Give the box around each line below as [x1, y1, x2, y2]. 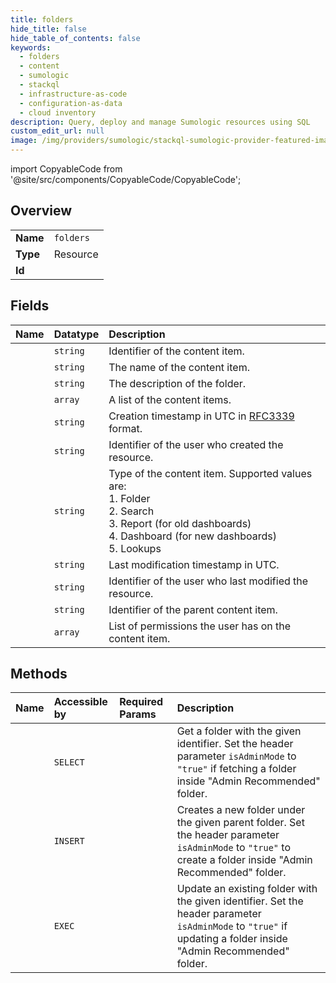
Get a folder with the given [176, 724, 302, 738]
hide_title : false [10, 24, 87, 34]
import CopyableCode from [10, 163, 123, 175]
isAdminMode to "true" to [176, 841, 292, 855]
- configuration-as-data [19, 98, 123, 108]
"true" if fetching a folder [176, 762, 297, 776]
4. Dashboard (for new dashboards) [108, 529, 277, 543]
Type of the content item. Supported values [108, 466, 313, 480]
